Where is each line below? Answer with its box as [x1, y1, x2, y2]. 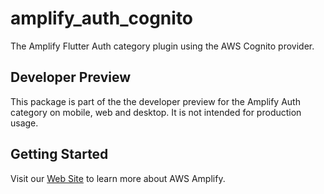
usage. [10, 117, 39, 129]
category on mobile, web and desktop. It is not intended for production [10, 106, 302, 118]
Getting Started [10, 146, 109, 163]
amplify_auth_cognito [10, 7, 194, 30]
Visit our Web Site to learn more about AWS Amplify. [10, 172, 226, 184]
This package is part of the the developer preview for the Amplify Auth [10, 95, 301, 107]
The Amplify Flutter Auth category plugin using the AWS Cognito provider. [10, 40, 315, 52]
